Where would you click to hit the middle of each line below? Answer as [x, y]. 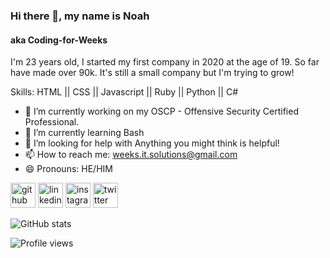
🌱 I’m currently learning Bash [84, 133]
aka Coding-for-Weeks [59, 40]
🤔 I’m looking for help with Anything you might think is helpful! [152, 143]
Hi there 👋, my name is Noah [80, 16]
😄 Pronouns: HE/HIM [68, 169]
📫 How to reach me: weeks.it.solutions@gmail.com [131, 155]
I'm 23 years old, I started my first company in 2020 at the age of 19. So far [165, 62]
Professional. [52, 122]
